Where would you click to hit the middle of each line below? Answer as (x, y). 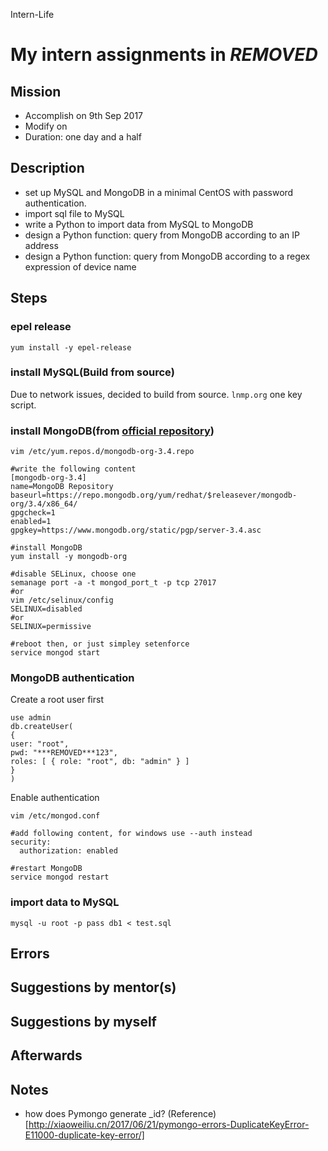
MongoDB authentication (72, 678)
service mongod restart (60, 877)
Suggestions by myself (83, 1021)
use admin (31, 718)
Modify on (46, 126)
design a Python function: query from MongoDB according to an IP (162, 235)
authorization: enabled (68, 851)
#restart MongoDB (46, 869)
